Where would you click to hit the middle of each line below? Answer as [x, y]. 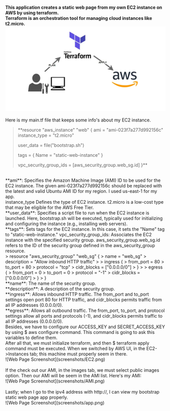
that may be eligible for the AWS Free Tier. [50, 207]
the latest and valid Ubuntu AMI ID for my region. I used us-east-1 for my [81, 191]
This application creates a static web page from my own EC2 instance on [84, 7]
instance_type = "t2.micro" [46, 135]
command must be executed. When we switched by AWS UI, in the [75, 348]
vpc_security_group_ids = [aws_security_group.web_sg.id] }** [82, 165]
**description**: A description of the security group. [60, 288]
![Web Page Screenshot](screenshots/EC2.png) [55, 359]
